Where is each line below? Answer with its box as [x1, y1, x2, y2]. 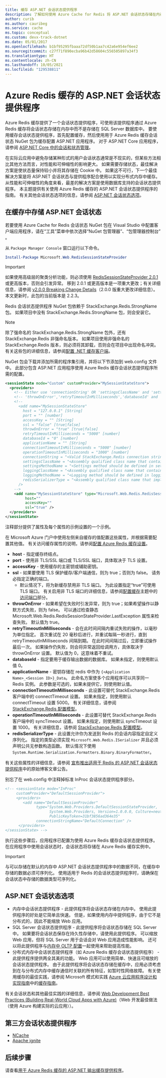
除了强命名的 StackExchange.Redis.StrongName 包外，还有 [5, 329, 126, 335]
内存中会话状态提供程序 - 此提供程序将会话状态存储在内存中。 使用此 [12, 906, 153, 912]
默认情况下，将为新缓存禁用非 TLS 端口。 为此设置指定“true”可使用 [19, 582, 156, 588]
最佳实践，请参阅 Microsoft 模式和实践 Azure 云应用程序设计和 [29, 974, 157, 980]
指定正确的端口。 [16, 575, 52, 582]
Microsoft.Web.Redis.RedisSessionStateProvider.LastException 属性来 [12, 613, 155, 619]
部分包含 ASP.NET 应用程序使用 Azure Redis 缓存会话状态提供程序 [19, 364, 154, 370]
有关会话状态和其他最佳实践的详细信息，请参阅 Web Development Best [5, 991, 150, 997]
